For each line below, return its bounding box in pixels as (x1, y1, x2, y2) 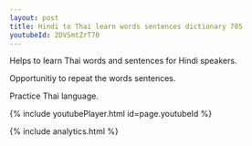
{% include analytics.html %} (9, 126, 119, 137)
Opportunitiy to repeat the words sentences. (9, 73, 176, 84)
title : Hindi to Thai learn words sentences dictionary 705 (9, 22, 244, 31)
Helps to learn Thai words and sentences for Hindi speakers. (9, 56, 237, 67)
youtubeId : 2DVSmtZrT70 (9, 30, 100, 39)
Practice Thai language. (9, 90, 99, 101)
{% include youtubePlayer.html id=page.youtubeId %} (9, 109, 213, 120)
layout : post (9, 13, 59, 23)
